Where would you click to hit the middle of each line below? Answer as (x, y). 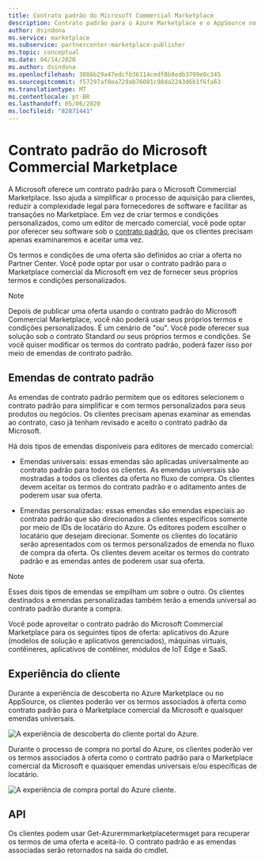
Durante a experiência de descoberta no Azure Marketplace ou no (116, 693)
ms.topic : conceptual (44, 52)
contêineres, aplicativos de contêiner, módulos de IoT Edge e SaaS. (118, 649)
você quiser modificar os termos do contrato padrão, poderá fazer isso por (131, 345)
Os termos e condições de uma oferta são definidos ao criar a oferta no (125, 255)
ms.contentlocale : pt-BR (49, 97)
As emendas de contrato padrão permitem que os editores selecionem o (126, 397)
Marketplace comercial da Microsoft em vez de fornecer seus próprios (123, 272)
